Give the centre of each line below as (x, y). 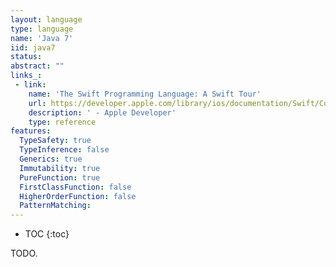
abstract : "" (37, 66)
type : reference (62, 122)
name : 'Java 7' (42, 38)
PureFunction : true (60, 177)
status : (26, 57)
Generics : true (51, 159)
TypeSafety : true (55, 141)
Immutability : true (60, 168)
